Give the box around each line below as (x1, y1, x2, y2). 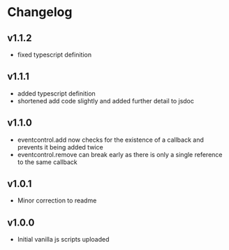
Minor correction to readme (17, 196, 97, 205)
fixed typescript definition (17, 50, 92, 59)
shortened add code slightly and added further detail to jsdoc (17, 96, 194, 105)
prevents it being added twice (17, 142, 103, 151)
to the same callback (17, 158, 78, 166)
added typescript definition (17, 89, 96, 98)
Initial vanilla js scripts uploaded (17, 235, 110, 244)
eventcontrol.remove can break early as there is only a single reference (17, 150, 223, 159)
